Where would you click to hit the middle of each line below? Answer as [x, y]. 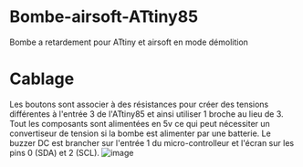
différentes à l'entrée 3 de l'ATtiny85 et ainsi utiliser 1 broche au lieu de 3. [147, 114]
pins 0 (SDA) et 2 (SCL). [55, 152]
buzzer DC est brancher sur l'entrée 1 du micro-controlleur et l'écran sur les [152, 142]
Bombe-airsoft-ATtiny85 [104, 17]
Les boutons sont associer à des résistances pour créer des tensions [139, 104]
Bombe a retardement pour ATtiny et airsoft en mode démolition [129, 42]
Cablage [42, 79]
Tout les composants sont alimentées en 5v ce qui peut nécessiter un [140, 123]
